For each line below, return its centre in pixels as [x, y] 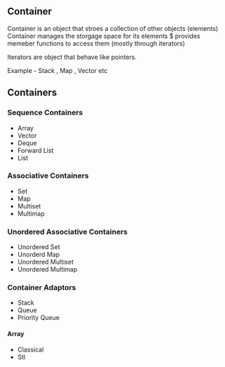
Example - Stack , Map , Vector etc [57, 70]
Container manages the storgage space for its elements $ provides [104, 36]
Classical [30, 349]
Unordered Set [39, 247]
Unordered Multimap [47, 269]
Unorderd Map [39, 255]
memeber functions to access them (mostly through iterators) [96, 43]
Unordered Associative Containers [68, 232]
